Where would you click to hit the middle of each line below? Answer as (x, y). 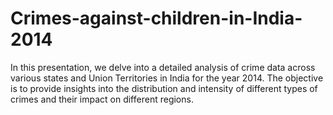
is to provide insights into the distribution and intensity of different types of (164, 88)
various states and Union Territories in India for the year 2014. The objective (167, 78)
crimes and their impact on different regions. (102, 99)
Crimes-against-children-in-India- (156, 18)
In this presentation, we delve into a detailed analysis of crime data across (163, 67)
